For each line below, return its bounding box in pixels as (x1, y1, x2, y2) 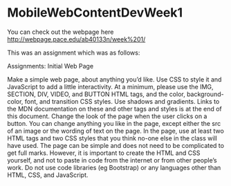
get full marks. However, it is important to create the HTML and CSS (7, 149, 201, 157)
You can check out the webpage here (7, 28, 114, 36)
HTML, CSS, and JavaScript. (7, 171, 89, 179)
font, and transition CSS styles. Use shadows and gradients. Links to (24, 97, 220, 105)
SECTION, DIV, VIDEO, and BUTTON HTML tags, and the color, (7, 90, 185, 98)
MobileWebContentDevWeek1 (7, 5, 183, 21)
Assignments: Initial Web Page (7, 62, 94, 70)
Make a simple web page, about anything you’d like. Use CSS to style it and (7, 75, 222, 84)
